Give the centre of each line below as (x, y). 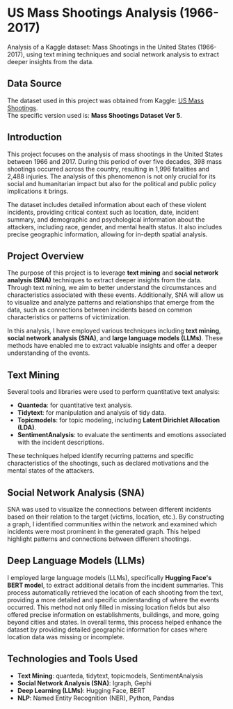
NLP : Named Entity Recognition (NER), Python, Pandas (96, 698)
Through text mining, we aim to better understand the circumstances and (112, 288)
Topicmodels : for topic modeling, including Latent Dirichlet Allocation (119, 420)
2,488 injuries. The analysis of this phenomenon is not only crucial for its (111, 176)
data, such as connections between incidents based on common (100, 310)
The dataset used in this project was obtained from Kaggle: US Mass (105, 100)
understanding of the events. (49, 353)
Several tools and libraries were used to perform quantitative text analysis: (114, 392)
